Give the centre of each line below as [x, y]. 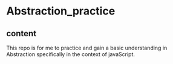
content [21, 34]
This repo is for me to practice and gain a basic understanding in [87, 48]
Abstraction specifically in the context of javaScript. [70, 54]
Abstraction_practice [61, 11]
